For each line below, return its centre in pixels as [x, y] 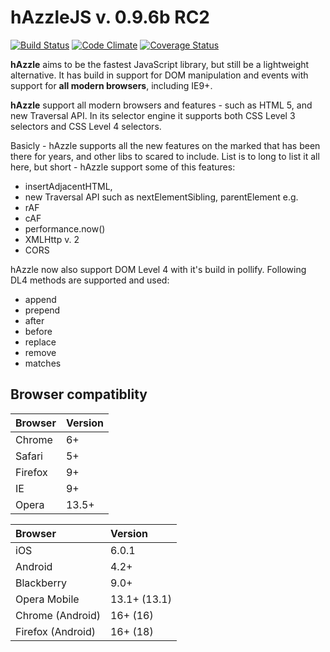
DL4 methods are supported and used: [90, 280]
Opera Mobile [47, 599]
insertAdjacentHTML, [68, 186]
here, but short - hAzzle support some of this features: [123, 167]
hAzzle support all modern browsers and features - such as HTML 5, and [161, 105]
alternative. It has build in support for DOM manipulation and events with [159, 75]
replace [40, 342]
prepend [42, 310]
